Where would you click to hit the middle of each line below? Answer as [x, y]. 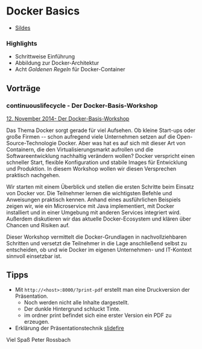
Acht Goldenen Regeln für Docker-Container [70, 69]
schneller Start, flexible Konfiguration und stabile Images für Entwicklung [97, 162]
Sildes [23, 28]
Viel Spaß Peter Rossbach [39, 339]
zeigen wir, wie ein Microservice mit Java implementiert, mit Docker [90, 206]
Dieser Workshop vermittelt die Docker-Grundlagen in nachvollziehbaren [96, 237]
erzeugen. [37, 321]
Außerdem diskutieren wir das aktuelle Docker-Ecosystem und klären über [99, 219]
